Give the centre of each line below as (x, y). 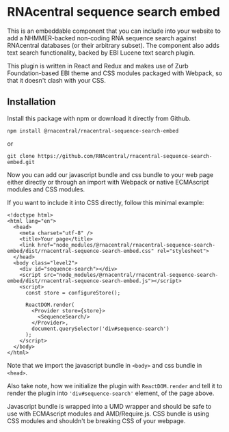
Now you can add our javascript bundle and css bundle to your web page (110, 174)
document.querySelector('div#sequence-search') (100, 329)
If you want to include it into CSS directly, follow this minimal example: (106, 202)
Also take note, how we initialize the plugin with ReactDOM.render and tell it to (115, 386)
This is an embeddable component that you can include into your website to (114, 31)
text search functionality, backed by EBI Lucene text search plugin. (101, 53)
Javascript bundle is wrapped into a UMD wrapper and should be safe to (109, 406)
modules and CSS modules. (46, 189)
